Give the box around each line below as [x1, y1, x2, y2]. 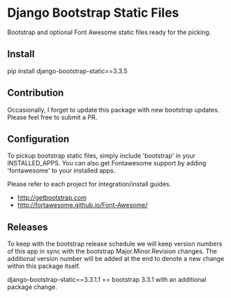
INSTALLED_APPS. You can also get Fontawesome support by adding [7, 159, 207, 167]
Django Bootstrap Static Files [7, 5, 179, 21]
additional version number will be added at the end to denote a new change [7, 255, 225, 263]
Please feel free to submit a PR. [7, 113, 98, 121]
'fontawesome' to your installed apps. [7, 166, 116, 175]
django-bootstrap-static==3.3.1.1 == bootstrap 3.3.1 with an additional [7, 276, 207, 284]
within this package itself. [7, 262, 80, 270]
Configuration [7, 133, 70, 144]
